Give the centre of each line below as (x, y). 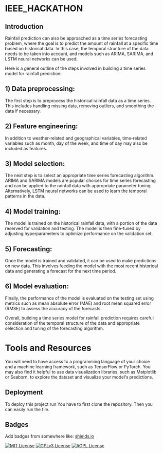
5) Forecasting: (29, 249)
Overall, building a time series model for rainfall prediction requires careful (80, 318)
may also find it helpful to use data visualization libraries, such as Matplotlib (81, 372)
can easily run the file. (27, 409)
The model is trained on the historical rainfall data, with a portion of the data (81, 223)
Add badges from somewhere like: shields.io (50, 436)
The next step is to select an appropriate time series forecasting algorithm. (80, 176)
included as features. (26, 148)
